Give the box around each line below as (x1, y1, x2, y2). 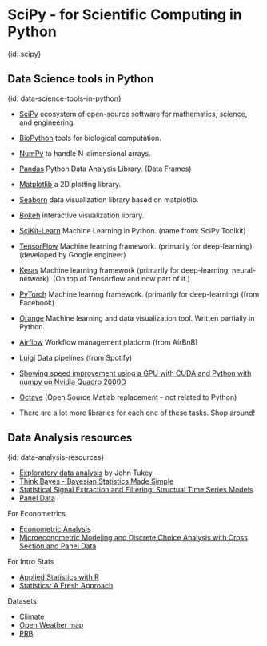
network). (18, 273, 51, 283)
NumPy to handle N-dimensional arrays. (18, 148, 151, 158)
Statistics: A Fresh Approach (18, 580, 114, 590)
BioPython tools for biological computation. (18, 133, 161, 142)
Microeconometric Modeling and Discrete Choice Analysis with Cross (18, 532, 249, 542)
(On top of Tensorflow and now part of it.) (52, 273, 191, 283)
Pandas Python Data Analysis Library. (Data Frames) (18, 164, 192, 173)
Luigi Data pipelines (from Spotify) (18, 353, 133, 362)
